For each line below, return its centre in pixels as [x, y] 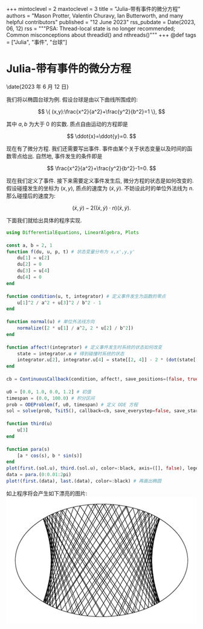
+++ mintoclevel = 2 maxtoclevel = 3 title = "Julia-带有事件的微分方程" [93, 9]
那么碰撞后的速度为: [31, 196]
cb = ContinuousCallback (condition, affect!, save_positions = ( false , [96, 379]
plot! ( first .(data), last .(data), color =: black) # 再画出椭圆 [84, 481]
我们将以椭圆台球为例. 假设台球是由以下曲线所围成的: [72, 99]
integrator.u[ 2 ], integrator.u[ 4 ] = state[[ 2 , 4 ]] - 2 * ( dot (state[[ [108, 360]
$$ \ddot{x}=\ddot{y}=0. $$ [101, 136]
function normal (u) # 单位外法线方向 [50, 322]
